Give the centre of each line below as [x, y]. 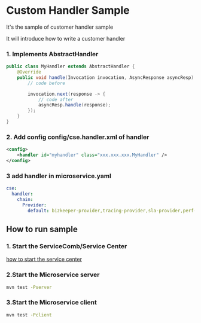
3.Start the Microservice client [51, 303]
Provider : [34, 205]
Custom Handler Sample [68, 10]
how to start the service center [44, 259]
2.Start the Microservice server [53, 275]
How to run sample [42, 229]
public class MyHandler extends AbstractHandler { [71, 66]
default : [39, 211]
